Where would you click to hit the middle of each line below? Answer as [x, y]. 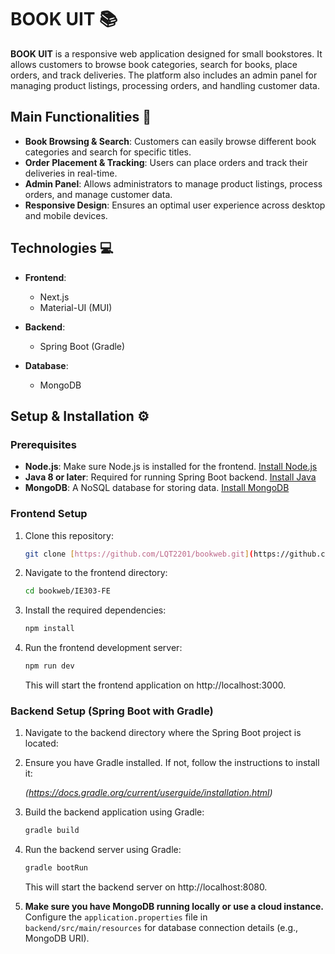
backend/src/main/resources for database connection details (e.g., [161, 928]
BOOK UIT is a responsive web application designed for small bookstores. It [166, 53]
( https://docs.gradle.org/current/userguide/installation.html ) [148, 793]
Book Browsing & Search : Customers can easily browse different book [170, 141]
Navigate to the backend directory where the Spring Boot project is [163, 733]
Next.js [54, 297]
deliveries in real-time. [71, 173]
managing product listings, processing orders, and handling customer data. [165, 85]
